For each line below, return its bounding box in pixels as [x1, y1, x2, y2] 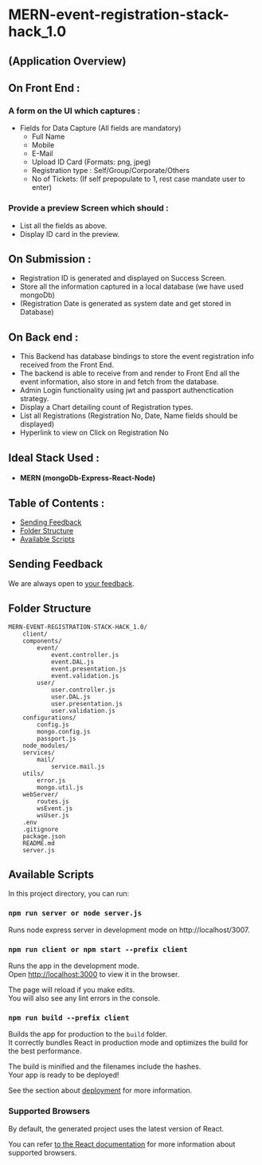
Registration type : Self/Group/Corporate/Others [31, 166, 190, 175]
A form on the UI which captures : [8, 105, 141, 116]
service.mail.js [50, 762, 105, 770]
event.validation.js [50, 671, 119, 679]
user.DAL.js [50, 692, 91, 701]
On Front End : [8, 81, 80, 95]
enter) [31, 183, 53, 192]
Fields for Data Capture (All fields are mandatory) [19, 124, 182, 133]
